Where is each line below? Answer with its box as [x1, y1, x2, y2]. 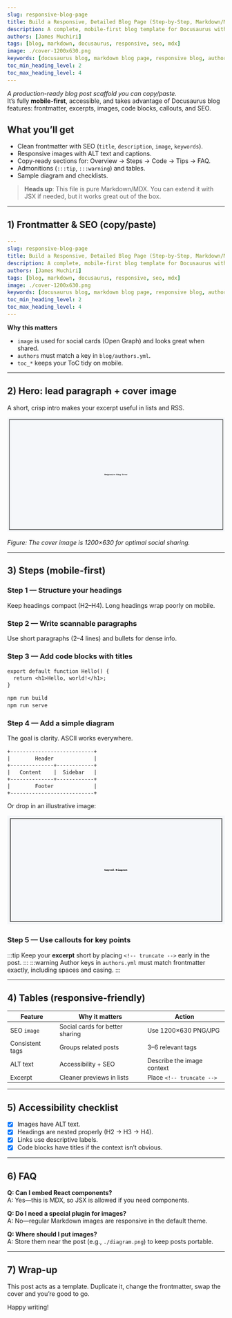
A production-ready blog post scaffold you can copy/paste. [7, 89, 177, 97]
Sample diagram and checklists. [17, 171, 108, 180]
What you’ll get [7, 124, 75, 136]
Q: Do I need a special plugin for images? [7, 1210, 126, 1218]
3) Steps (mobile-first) [7, 565, 106, 577]
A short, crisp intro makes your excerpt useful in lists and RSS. [7, 403, 185, 412]
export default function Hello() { [7, 668, 110, 675]
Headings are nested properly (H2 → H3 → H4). [17, 1128, 154, 1136]
